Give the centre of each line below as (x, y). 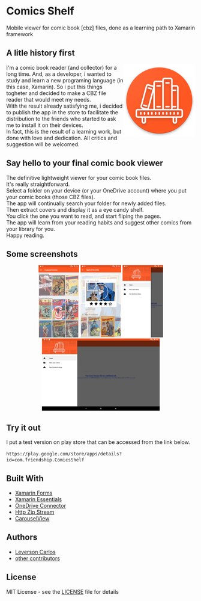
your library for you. (31, 229)
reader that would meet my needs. (49, 99)
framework (20, 34)
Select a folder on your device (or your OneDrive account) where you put (97, 190)
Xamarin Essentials (38, 499)
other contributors (37, 558)
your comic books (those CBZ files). (51, 197)
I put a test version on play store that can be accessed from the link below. (98, 442)
